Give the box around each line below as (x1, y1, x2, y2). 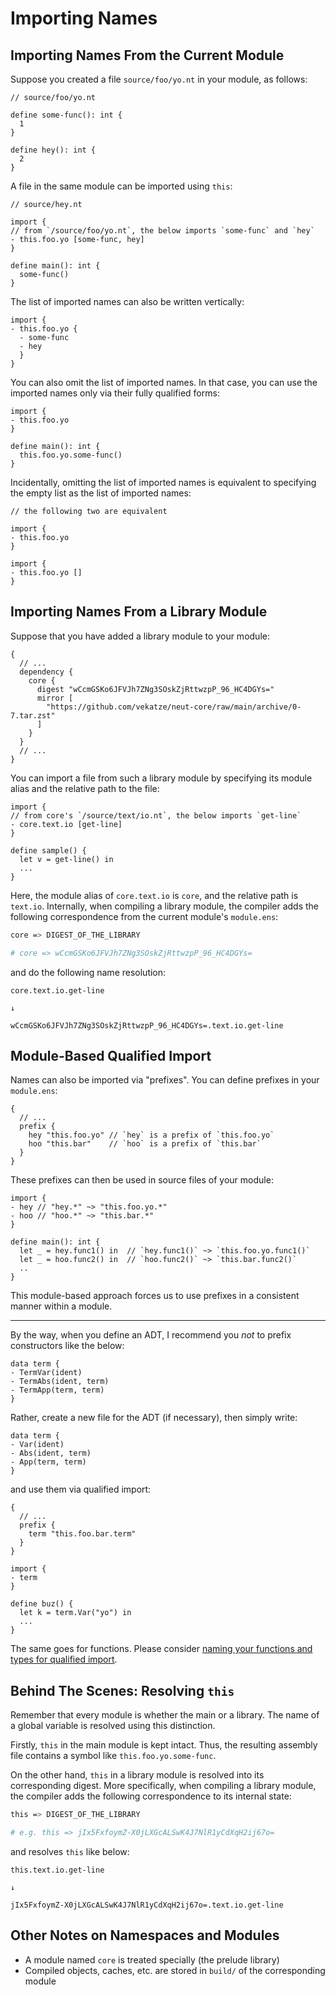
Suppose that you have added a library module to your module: (10, 630, 270, 642)
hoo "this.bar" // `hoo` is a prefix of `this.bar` (28, 1139, 262, 1149)
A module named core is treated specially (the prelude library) (24, 1953, 280, 1966)
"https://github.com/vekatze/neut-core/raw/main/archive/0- (46, 702, 302, 712)
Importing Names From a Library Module (10, 603, 268, 621)
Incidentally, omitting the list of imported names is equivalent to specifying (10, 477, 317, 488)
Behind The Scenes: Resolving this (10, 1682, 235, 1699)
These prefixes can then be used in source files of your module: (10, 1174, 274, 1186)
